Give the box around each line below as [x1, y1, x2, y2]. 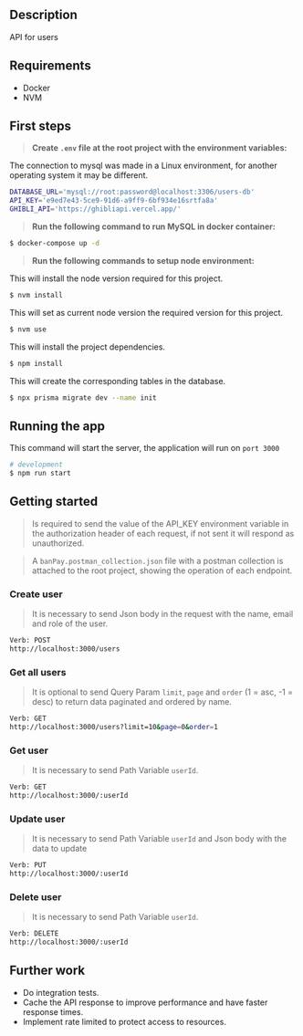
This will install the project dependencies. [9, 341, 166, 352]
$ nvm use [9, 324, 47, 334]
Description [9, 7, 78, 23]
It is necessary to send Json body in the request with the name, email [31, 609, 294, 620]
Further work [9, 963, 86, 978]
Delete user [9, 890, 62, 903]
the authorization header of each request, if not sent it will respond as [31, 528, 295, 539]
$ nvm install [9, 290, 64, 299]
